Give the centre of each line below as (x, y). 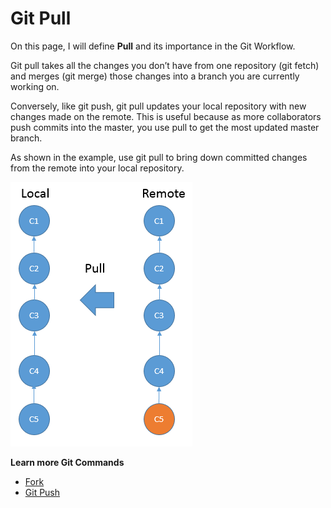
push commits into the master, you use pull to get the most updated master (165, 127)
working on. (35, 86)
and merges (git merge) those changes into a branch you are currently (155, 76)
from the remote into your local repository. (97, 168)
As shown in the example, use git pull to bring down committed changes (159, 157)
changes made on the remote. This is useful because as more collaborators (166, 116)
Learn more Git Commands (67, 462)
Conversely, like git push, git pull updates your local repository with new (158, 106)
